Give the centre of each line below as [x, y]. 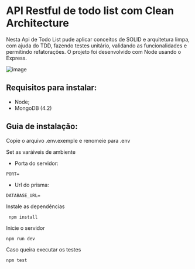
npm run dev [20, 239]
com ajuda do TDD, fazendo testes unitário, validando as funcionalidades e [97, 46]
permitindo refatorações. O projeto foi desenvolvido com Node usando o [94, 51]
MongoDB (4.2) [33, 108]
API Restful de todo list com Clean [90, 11]
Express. [17, 58]
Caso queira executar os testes [44, 249]
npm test [17, 260]
